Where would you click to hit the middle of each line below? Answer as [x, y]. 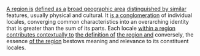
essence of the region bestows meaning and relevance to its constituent [98, 41]
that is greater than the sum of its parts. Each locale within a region [91, 28]
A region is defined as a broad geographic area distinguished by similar [97, 9]
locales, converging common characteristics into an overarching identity [98, 22]
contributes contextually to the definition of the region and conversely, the [100, 35]
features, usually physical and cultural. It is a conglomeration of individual [99, 15]
